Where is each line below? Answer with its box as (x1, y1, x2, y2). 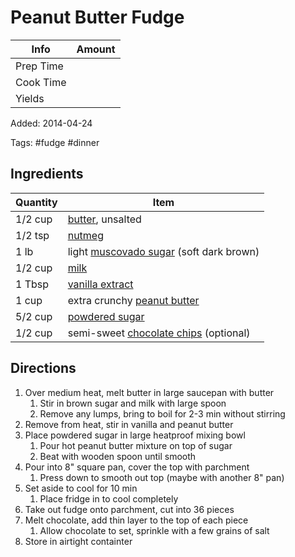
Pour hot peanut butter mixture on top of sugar (39, 439, 233, 451)
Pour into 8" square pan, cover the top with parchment (24, 461, 250, 473)
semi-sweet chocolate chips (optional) (67, 326, 251, 340)
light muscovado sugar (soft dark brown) (67, 244, 260, 258)
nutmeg (67, 228, 104, 242)
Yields (15, 91, 45, 105)
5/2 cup (15, 309, 53, 323)
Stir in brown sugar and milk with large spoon (39, 397, 227, 409)
